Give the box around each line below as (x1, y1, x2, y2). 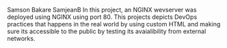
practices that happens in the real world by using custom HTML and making (7, 20, 221, 28)
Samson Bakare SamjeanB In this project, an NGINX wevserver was (7, 6, 197, 14)
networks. (7, 34, 36, 43)
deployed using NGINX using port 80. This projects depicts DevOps (7, 13, 198, 21)
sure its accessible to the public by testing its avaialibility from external (7, 27, 206, 35)
